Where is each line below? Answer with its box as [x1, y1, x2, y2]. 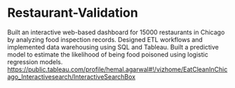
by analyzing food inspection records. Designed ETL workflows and [7, 35, 203, 43]
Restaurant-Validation [7, 5, 138, 21]
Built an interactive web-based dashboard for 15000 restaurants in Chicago [7, 28, 225, 36]
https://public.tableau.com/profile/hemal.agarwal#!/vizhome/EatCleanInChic [7, 65, 228, 73]
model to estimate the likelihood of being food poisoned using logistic [7, 50, 208, 59]
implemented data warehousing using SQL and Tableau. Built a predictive [7, 43, 220, 51]
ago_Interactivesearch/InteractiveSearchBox [7, 72, 135, 81]
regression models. [7, 57, 63, 66]
